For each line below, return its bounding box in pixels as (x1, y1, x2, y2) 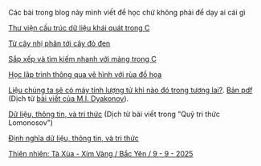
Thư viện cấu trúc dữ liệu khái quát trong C (8, 23, 150, 32)
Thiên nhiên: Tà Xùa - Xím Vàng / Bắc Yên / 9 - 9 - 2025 (8, 149, 194, 158)
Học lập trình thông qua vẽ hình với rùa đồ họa (8, 70, 162, 79)
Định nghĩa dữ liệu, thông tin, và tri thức (8, 133, 139, 143)
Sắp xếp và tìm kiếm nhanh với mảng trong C (8, 55, 157, 63)
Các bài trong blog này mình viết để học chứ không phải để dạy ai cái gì (8, 8, 246, 17)
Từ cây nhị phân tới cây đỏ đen (8, 38, 111, 48)
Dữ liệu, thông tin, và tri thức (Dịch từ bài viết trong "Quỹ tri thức (8, 109, 221, 119)
